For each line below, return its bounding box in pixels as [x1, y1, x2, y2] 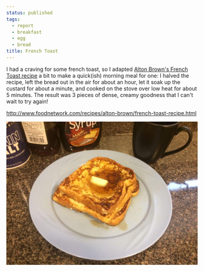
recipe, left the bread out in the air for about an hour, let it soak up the [6, 78, 181, 85]
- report [12, 22, 34, 28]
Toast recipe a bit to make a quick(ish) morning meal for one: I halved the [6, 72, 189, 79]
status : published [6, 10, 53, 16]
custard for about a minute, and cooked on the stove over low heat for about [6, 85, 197, 92]
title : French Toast [6, 49, 59, 55]
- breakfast [12, 29, 42, 35]
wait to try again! [6, 98, 49, 105]
